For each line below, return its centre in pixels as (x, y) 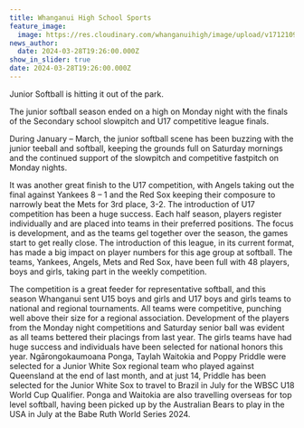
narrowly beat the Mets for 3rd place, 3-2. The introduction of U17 (133, 204)
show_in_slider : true (50, 60)
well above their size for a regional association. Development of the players (149, 318)
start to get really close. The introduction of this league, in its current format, (152, 243)
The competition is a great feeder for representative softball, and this (138, 289)
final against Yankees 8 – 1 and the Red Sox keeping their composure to (142, 195)
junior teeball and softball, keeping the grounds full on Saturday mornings (146, 148)
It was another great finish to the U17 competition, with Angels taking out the (152, 185)
